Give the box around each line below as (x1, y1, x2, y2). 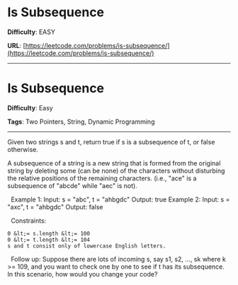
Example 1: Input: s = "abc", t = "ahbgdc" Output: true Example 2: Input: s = (10, 195, 230, 204)
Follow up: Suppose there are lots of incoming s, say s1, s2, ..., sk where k (10, 255, 227, 263)
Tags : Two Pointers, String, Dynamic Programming (7, 117, 155, 126)
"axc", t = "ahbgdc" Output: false (7, 202, 103, 211)
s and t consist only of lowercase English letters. (7, 242, 166, 250)
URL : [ (7, 41, 26, 50)
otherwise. (7, 145, 39, 153)
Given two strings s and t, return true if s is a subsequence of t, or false (7, 137, 215, 146)
